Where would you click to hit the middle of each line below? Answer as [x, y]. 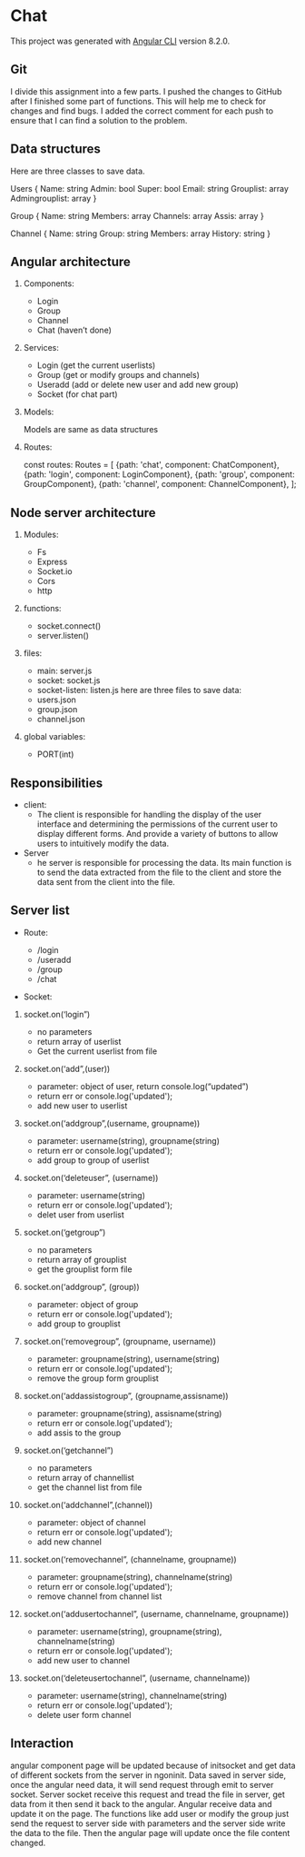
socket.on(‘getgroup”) [64, 1232]
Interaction [42, 1744]
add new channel [69, 1542]
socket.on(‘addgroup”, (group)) [81, 1286]
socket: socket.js [69, 680]
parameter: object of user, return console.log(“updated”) [143, 1086]
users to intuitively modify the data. [103, 843]
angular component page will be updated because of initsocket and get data [153, 1765]
